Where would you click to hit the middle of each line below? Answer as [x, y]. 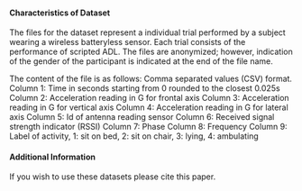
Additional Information [53, 157]
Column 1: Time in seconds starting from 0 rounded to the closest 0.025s [145, 88]
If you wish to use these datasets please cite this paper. [113, 177]
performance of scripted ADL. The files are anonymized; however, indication [151, 52]
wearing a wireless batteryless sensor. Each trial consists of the [128, 42]
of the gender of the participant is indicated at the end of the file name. [141, 61]
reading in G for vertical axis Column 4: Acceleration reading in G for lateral [149, 107]
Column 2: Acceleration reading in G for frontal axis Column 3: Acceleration [150, 98]
